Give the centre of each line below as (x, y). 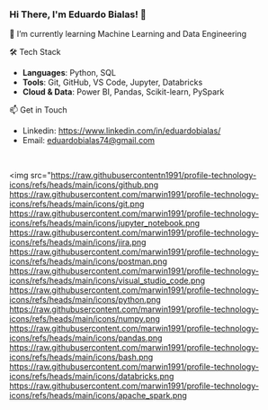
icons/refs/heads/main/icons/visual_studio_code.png (107, 281)
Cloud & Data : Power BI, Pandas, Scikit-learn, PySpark (123, 92)
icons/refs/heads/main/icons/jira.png (78, 242)
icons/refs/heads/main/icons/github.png (84, 185)
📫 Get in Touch (38, 110)
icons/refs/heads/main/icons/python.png (85, 300)
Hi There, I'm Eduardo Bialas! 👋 (78, 14)
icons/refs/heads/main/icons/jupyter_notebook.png (105, 223)
